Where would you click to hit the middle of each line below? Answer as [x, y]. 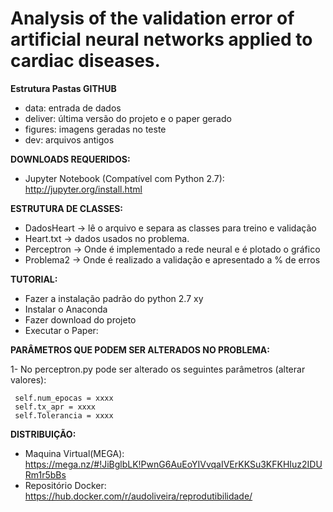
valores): [28, 379]
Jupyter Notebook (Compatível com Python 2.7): [124, 178]
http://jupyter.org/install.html [83, 189]
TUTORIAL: [34, 279]
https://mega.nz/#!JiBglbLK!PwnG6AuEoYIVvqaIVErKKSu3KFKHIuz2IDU [173, 464]
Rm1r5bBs [45, 474]
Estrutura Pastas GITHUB [63, 88]
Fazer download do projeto [80, 319]
